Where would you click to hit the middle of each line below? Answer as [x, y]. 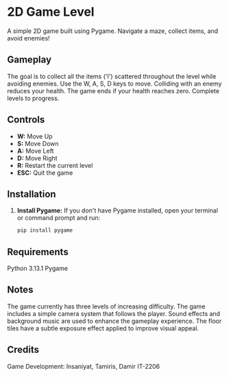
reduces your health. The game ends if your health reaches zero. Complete [113, 90]
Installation [32, 194]
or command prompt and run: [59, 218]
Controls [26, 120]
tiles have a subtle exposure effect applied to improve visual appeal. [103, 328]
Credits [23, 350]
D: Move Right [37, 158]
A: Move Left [35, 151]
